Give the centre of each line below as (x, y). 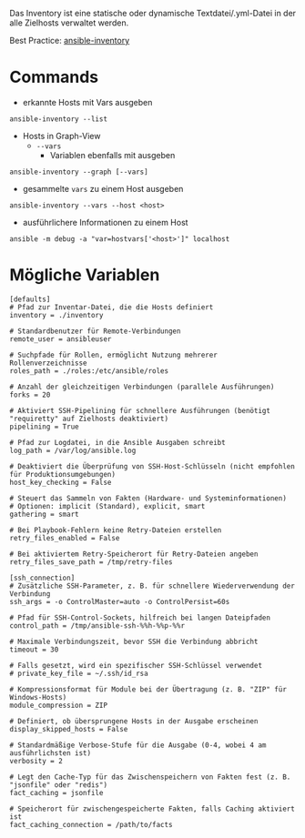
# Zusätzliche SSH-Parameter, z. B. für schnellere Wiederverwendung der (152, 586)
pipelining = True (44, 427)
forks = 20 (30, 395)
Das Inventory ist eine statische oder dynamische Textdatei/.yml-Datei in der (153, 13)
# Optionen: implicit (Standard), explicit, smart (107, 506)
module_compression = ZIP (58, 705)
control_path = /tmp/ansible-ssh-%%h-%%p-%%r (97, 626)
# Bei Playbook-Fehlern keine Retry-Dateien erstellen (116, 530)
